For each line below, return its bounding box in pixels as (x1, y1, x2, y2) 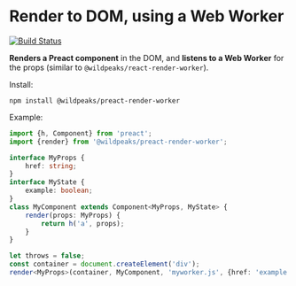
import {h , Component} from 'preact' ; (9, 128, 152, 138)
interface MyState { (9, 178, 86, 187)
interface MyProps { (9, 153, 86, 162)
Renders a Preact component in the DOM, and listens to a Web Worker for (9, 52, 284, 63)
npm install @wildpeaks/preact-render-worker (9, 96, 180, 105)
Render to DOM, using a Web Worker (9, 6, 284, 27)
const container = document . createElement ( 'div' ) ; (9, 259, 200, 269)
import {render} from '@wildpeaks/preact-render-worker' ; (9, 137, 228, 146)
